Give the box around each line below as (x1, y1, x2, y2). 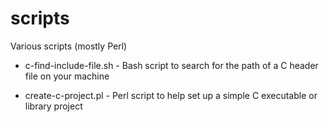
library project (24, 100, 83, 112)
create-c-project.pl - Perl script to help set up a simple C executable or (24, 89, 318, 101)
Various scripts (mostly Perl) (10, 40, 128, 52)
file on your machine (24, 70, 110, 82)
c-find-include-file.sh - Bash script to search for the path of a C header (24, 59, 319, 71)
